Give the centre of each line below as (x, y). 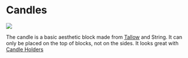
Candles (27, 10)
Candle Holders (25, 49)
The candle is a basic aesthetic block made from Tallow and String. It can (94, 37)
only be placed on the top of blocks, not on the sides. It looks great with (93, 43)
